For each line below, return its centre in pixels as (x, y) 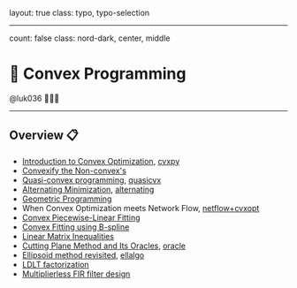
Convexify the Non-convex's (74, 171)
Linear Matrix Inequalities (68, 236)
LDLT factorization (56, 264)
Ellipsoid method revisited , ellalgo (83, 254)
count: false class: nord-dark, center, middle (90, 38)
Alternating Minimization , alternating (88, 189)
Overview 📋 (44, 136)
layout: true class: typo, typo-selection (80, 13)
